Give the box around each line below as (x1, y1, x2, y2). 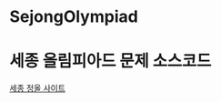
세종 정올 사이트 (9, 83, 66, 94)
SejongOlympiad (9, 6, 138, 27)
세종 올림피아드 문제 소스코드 (9, 51, 212, 72)
